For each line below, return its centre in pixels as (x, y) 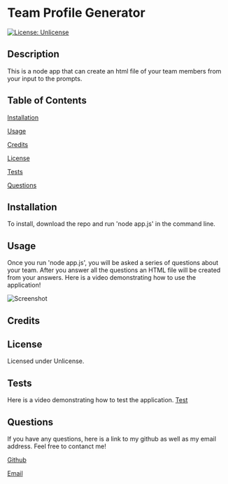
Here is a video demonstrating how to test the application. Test (98, 400)
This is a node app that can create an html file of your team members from (114, 71)
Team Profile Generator (76, 13)
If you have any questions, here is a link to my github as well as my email (112, 439)
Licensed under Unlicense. (46, 361)
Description (33, 54)
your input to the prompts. (45, 78)
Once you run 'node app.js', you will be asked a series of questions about (113, 263)
